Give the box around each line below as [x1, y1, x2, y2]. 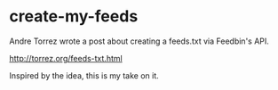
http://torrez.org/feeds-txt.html [9, 53, 123, 63]
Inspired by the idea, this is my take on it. [9, 70, 159, 81]
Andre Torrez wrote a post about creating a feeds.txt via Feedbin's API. [9, 36, 269, 46]
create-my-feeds [9, 6, 139, 27]
